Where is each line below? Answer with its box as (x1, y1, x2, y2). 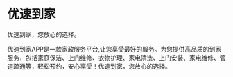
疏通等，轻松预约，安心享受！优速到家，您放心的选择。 (12, 62, 171, 70)
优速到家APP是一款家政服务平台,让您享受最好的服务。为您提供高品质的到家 (7, 45, 222, 53)
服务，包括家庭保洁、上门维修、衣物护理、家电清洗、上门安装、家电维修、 (7, 53, 220, 62)
